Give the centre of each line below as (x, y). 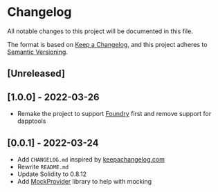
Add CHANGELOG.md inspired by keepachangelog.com (91, 159)
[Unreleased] (36, 74)
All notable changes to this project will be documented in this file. (100, 31)
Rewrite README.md (43, 166)
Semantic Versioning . (37, 52)
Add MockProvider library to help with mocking (84, 181)
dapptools (31, 121)
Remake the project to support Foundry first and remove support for (114, 114)
